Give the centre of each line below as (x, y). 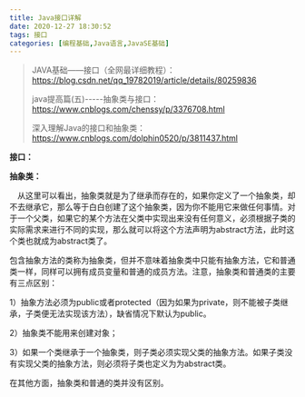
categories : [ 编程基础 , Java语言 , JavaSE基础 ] (89, 43)
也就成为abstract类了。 (69, 241)
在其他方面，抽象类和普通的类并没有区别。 (89, 383)
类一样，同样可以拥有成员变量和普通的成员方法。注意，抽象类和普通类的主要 (152, 272)
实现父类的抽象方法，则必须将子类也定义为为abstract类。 (124, 363)
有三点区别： (33, 283)
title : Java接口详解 (45, 18)
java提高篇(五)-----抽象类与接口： (95, 99)
